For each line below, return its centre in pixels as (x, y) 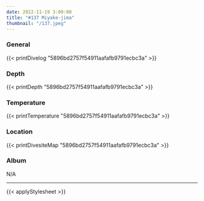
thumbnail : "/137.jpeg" (36, 23)
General (18, 44)
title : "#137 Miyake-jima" (40, 18)
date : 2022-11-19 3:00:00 (39, 12)
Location (20, 132)
